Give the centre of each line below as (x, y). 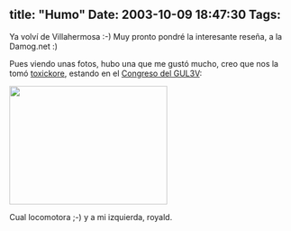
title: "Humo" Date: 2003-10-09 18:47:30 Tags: (145, 15)
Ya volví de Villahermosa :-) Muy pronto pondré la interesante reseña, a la (145, 36)
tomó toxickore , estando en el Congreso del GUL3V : (106, 73)
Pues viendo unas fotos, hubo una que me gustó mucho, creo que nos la (144, 63)
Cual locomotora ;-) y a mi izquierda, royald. (91, 217)
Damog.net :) (34, 46)
